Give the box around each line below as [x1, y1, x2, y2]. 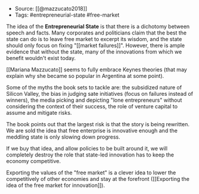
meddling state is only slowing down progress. [6, 133, 120, 140]
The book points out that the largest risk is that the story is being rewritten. [6, 121, 189, 127]
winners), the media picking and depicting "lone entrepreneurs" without [6, 96, 182, 104]
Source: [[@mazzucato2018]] [14, 5, 88, 12]
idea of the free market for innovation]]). [6, 182, 105, 189]
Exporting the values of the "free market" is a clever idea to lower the [6, 169, 176, 176]
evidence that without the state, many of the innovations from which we [6, 48, 182, 55]
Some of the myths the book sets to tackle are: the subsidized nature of [6, 84, 182, 91]
